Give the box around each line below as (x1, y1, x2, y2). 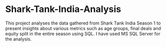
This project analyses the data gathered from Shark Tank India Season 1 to (5, 20, 161, 26)
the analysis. (5, 36, 32, 42)
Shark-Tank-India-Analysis (5, 3, 121, 15)
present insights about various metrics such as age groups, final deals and (5, 25, 161, 31)
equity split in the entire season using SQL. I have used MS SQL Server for (5, 30, 161, 36)
